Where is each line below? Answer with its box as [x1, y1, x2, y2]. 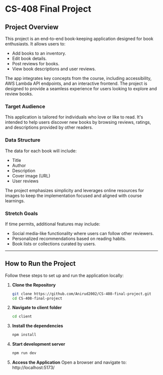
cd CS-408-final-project [12, 296, 63, 301]
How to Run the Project [5, 259, 76, 268]
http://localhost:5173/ [12, 365, 55, 371]
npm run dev [12, 351, 36, 355]
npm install [12, 333, 36, 337]
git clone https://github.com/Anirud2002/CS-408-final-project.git [12, 291, 151, 296]
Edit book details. [12, 56, 47, 61]
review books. [5, 91, 33, 97]
